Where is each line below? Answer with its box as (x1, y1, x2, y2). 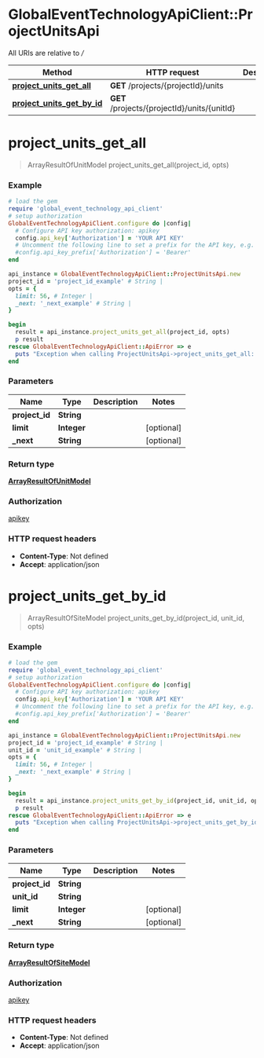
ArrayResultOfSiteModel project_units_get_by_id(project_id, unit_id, (27, 613, 245, 622)
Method (42, 67, 72, 78)
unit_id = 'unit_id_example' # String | (8, 746, 143, 754)
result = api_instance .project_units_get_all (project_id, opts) (15, 328, 230, 336)
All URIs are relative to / (8, 48, 84, 57)
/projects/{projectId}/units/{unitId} (109, 102, 236, 113)
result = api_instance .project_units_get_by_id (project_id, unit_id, (15, 796, 247, 804)
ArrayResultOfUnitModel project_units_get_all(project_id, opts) (27, 159, 229, 170)
